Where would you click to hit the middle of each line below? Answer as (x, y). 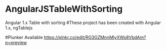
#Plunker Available (24, 37)
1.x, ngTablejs (19, 27)
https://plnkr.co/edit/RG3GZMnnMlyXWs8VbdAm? (95, 37)
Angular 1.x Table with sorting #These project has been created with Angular (83, 23)
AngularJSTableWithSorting (64, 9)
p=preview (16, 42)
